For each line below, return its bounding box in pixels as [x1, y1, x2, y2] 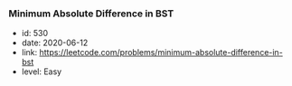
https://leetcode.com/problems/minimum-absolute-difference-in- [39, 47, 284, 58]
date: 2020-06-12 [21, 37, 89, 48]
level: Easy [21, 66, 62, 77]
